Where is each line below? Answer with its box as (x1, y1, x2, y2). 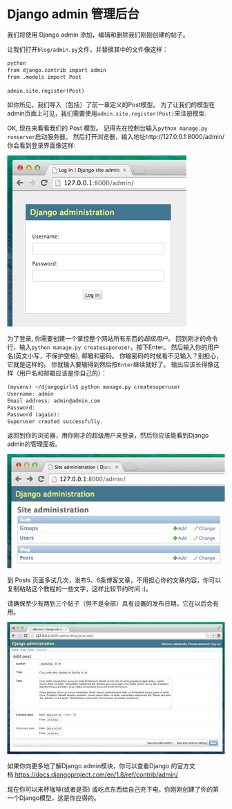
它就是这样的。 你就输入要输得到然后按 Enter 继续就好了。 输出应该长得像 (7, 360, 214, 369)
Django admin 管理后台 (7, 6, 140, 22)
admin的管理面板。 (7, 440, 61, 448)
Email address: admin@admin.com (7, 397, 100, 404)
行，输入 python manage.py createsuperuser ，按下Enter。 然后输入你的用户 (7, 343, 220, 351)
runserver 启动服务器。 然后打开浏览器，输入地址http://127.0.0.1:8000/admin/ (7, 132, 225, 140)
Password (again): (7, 411, 60, 418)
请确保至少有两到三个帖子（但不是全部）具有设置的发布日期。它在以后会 (7, 599, 213, 608)
